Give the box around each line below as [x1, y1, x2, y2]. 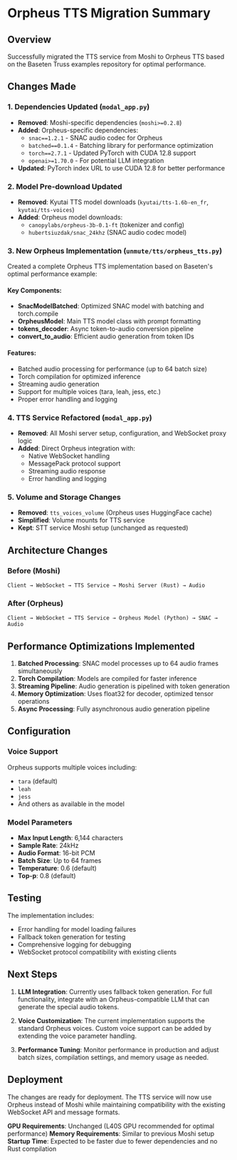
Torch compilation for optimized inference [17, 372, 141, 380]
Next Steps [7, 969, 58, 981]
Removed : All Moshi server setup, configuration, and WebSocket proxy [17, 428, 226, 437]
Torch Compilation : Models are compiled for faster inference [17, 675, 197, 683]
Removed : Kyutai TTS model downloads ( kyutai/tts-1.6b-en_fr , [17, 198, 209, 206]
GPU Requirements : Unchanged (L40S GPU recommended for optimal [7, 1121, 215, 1130]
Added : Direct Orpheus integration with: [17, 444, 136, 453]
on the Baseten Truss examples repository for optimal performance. [7, 60, 206, 69]
